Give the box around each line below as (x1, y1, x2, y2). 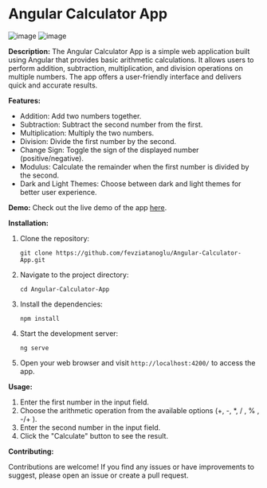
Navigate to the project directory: (19, 270, 129, 279)
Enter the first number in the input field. (19, 397, 150, 407)
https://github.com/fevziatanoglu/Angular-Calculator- (55, 248, 241, 257)
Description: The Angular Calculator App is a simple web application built (8, 46, 250, 56)
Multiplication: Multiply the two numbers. (19, 128, 155, 138)
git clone (19, 248, 53, 257)
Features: (8, 96, 41, 105)
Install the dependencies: (19, 299, 104, 309)
